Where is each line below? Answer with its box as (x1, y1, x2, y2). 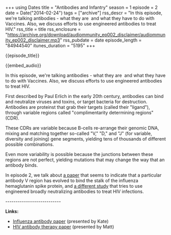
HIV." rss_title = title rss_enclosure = (5, 26, 81, 32)
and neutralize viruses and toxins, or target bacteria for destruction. (5, 99, 148, 105)
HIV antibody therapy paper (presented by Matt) (12, 224, 114, 230)
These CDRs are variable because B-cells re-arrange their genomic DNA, (5, 125, 159, 131)
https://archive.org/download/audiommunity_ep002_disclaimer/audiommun (7, 32, 166, 37)
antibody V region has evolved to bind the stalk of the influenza (5, 178, 139, 184)
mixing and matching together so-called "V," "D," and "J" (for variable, (5, 130, 152, 136)
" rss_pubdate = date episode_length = (60, 37, 142, 43)
